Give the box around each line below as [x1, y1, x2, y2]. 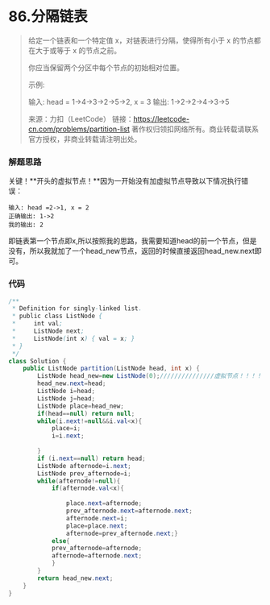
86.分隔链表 [8, 7, 88, 26]
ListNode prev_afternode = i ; [37, 469, 131, 478]
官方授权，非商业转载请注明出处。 [27, 134, 142, 143]
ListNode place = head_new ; [37, 402, 125, 410]
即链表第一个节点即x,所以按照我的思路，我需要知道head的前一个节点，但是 [8, 236, 257, 246]
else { [51, 537, 70, 545]
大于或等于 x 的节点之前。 [35, 45, 122, 55]
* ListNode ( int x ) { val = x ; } [11, 334, 135, 342]
